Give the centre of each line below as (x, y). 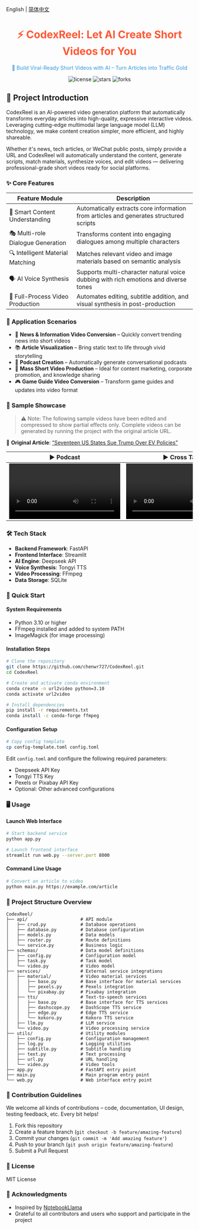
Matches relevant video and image (125, 254)
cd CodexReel (22, 673)
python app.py (24, 839)
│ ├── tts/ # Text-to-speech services (76, 997)
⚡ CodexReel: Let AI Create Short (99, 35)
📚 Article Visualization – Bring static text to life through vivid (90, 348)
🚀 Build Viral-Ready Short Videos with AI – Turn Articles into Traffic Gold (99, 68)
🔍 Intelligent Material (38, 253)
